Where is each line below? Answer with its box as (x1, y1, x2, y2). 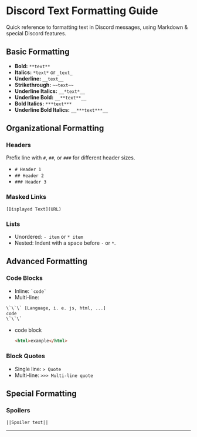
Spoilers (6, 406, 30, 414)
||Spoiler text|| (6, 419, 49, 426)
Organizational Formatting (6, 124, 104, 134)
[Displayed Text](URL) (6, 206, 62, 212)
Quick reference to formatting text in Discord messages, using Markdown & (6, 24, 188, 31)
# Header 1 (14, 166, 42, 173)
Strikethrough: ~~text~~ (14, 81, 74, 88)
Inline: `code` (14, 287, 47, 295)
